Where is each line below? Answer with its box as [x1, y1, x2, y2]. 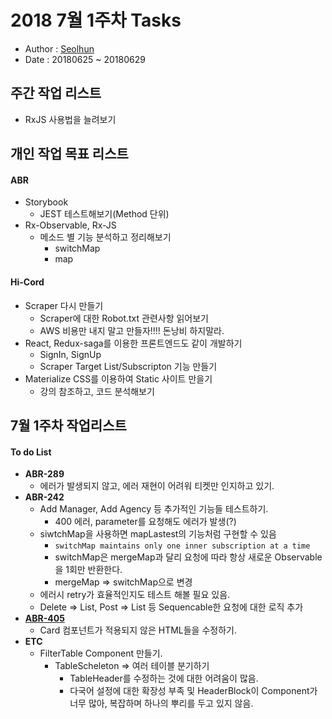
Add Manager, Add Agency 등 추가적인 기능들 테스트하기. [39, 503, 269, 515]
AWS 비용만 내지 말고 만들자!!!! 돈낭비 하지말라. [39, 324, 225, 336]
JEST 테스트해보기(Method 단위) [39, 208, 170, 220]
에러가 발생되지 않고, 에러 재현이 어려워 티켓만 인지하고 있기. [39, 480, 275, 492]
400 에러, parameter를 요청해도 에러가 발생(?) [54, 516, 237, 528]
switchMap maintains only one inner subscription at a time [54, 541, 311, 551]
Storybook [24, 196, 69, 208]
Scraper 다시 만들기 [24, 299, 104, 311]
